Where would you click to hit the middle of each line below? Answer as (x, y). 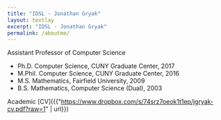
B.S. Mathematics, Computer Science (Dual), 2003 (90, 88)
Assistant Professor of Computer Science (67, 53)
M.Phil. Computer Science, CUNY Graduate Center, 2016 (98, 74)
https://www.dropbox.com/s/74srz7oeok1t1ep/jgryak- (137, 102)
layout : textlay (31, 20)
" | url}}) (57, 109)
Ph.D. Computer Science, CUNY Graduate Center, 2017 (96, 66)
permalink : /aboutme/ (39, 33)
